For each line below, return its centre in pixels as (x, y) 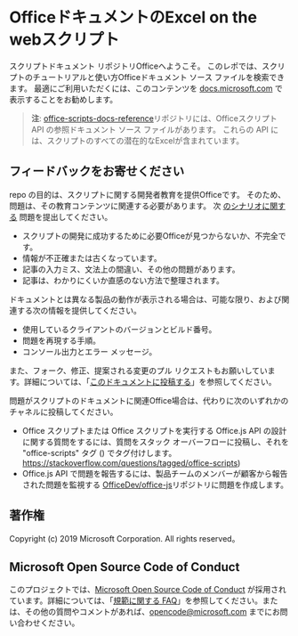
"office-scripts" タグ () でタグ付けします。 (99, 453)
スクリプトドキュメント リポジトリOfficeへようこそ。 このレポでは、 (136, 66)
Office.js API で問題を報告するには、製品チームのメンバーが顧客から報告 (155, 473)
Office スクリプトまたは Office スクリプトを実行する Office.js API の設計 (154, 430)
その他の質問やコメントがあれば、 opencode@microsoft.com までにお (152, 612)
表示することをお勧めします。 (64, 99)
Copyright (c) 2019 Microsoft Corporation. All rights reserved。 (125, 538)
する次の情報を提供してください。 (79, 310)
